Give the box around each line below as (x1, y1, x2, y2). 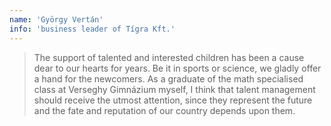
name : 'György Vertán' (9, 14, 104, 25)
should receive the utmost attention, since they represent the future (33, 94, 313, 106)
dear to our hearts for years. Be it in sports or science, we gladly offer (33, 62, 322, 74)
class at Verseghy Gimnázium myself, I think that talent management (33, 83, 316, 95)
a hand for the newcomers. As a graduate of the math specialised (33, 72, 304, 85)
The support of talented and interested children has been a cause (33, 51, 305, 63)
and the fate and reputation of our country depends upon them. (33, 104, 296, 116)
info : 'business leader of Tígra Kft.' (9, 24, 176, 34)
